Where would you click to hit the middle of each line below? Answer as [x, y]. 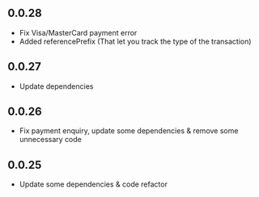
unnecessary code [51, 140]
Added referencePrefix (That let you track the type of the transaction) [135, 41]
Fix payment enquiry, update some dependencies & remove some [129, 131]
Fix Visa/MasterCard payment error [78, 32]
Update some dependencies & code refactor [93, 184]
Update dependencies [56, 86]
